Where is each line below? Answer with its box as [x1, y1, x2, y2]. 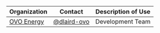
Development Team [95, 18, 151, 25]
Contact [59, 8, 83, 15]
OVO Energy [9, 18, 44, 25]
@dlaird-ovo [53, 18, 90, 25]
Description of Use [95, 8, 151, 15]
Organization [9, 8, 48, 15]
